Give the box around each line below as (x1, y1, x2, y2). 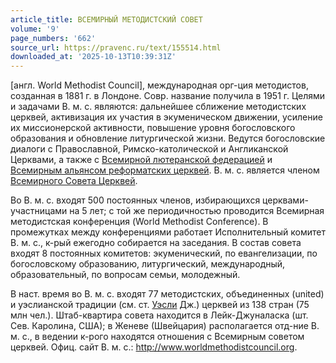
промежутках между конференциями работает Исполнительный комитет (10, 226, 326, 238)
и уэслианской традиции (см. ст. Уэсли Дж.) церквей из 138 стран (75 (10, 299, 310, 311)
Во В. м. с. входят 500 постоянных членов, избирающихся (10, 194, 261, 206)
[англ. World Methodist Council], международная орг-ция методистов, (10, 79, 309, 91)
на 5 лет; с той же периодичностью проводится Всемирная (69, 205, 325, 217)
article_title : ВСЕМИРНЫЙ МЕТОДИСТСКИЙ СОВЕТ (10, 14, 203, 25)
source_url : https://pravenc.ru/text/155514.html (10, 42, 222, 53)
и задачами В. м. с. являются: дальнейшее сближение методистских (10, 101, 307, 113)
